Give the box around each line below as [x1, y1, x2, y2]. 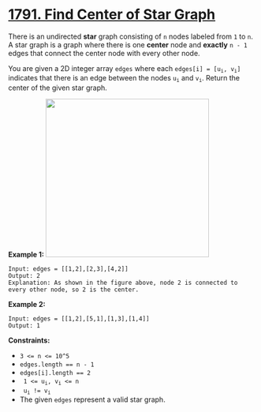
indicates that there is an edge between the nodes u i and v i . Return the [8, 73, 240, 84]
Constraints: [8, 335, 50, 345]
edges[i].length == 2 [19, 369, 91, 376]
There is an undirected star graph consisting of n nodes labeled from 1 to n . [8, 32, 254, 41]
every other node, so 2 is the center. [8, 286, 140, 294]
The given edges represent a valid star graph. [19, 395, 166, 404]
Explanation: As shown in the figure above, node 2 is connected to [8, 279, 238, 287]
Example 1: [8, 249, 45, 259]
